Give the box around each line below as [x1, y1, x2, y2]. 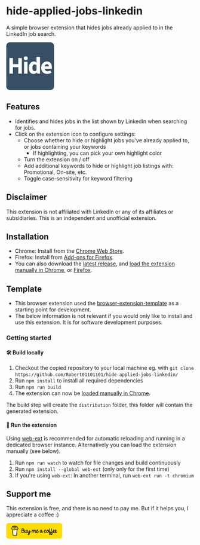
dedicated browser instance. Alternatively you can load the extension [6, 441, 177, 448]
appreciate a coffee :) [6, 511, 59, 518]
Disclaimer [6, 192, 47, 203]
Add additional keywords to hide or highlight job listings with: [23, 162, 174, 169]
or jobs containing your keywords [23, 143, 106, 150]
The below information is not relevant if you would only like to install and [14, 313, 193, 320]
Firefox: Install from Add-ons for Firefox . [14, 254, 114, 261]
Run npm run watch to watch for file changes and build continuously [14, 459, 181, 466]
